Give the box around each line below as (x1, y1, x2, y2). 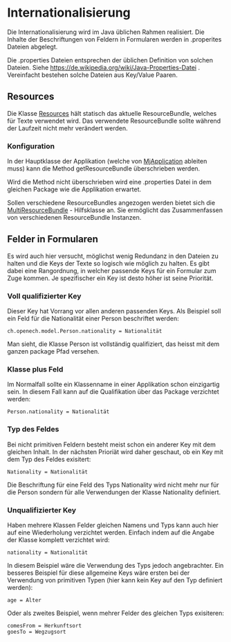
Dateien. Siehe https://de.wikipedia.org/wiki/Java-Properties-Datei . (7, 63, 201, 71)
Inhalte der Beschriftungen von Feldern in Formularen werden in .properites (7, 35, 222, 43)
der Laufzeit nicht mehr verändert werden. (7, 123, 128, 132)
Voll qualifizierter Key (7, 291, 82, 301)
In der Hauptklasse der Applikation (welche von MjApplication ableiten (7, 157, 207, 166)
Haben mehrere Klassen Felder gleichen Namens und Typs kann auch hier (7, 521, 219, 530)
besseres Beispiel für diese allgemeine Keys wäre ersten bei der (7, 569, 190, 577)
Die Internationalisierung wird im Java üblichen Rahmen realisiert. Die (7, 28, 205, 36)
